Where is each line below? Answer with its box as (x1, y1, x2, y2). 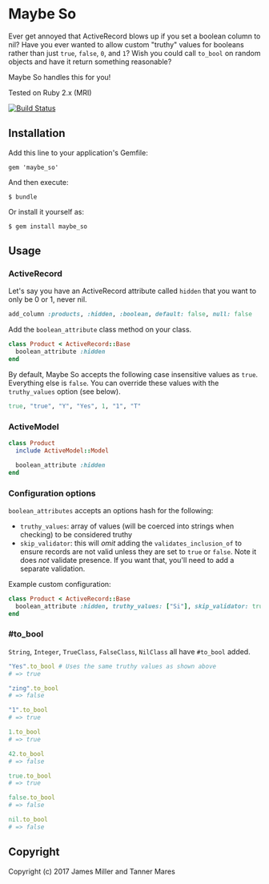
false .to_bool (8, 794, 56, 802)
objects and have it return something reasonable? (8, 57, 172, 66)
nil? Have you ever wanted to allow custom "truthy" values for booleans (8, 39, 244, 49)
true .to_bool (8, 772, 52, 780)
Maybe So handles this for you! (8, 72, 111, 82)
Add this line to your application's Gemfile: (8, 147, 148, 157)
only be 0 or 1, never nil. (8, 295, 87, 304)
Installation (8, 127, 66, 140)
